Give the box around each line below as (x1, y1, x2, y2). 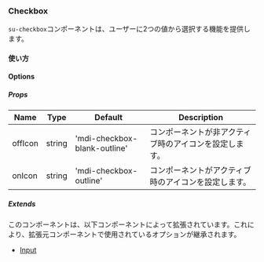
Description (178, 112, 224, 123)
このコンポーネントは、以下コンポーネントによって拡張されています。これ (8, 220, 248, 229)
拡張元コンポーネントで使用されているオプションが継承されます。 (28, 230, 241, 239)
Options (8, 72, 35, 82)
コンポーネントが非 (149, 127, 222, 138)
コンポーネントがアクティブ (149, 165, 251, 176)
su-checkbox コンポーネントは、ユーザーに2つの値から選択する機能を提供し (8, 24, 251, 34)
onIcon (12, 170, 38, 181)
